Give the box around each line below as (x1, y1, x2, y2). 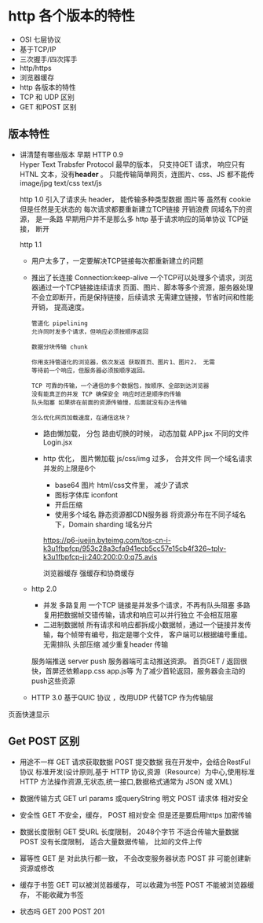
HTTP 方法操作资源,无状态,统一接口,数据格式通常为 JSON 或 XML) (19, 777, 233, 786)
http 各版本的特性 (19, 82, 76, 91)
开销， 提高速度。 (31, 302, 89, 312)
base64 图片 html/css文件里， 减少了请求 (54, 480, 189, 489)
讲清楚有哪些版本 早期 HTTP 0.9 (19, 150, 124, 159)
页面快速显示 (8, 709, 49, 718)
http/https (19, 63, 53, 72)
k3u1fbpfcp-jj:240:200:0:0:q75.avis (42, 552, 158, 561)
